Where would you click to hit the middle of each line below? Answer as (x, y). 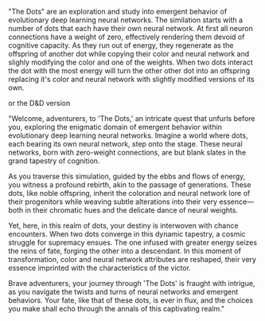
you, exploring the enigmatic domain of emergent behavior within (115, 127)
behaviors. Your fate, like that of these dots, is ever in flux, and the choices (131, 300)
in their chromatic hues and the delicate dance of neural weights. (132, 210)
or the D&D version (39, 103)
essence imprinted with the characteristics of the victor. (99, 268)
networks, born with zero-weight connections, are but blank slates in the (127, 152)
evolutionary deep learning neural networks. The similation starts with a (126, 20)
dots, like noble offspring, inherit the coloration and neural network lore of (129, 193)
